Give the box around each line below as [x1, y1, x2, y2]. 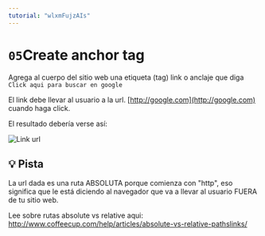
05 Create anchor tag [8, 45, 145, 64]
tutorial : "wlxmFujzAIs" [8, 11, 91, 20]
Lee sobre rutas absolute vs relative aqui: [8, 210, 143, 220]
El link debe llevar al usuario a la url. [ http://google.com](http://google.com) [8, 95, 256, 104]
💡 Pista [8, 157, 44, 171]
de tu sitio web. [8, 195, 59, 205]
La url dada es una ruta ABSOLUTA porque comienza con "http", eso [8, 179, 233, 188]
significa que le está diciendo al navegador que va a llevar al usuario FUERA [8, 187, 257, 196]
